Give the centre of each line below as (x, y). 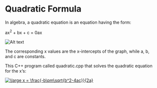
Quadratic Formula (43, 9)
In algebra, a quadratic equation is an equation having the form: (68, 22)
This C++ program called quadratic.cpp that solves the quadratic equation (79, 66)
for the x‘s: (16, 71)
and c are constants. (25, 56)
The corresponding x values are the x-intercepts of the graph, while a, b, (77, 51)
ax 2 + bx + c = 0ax (24, 32)
